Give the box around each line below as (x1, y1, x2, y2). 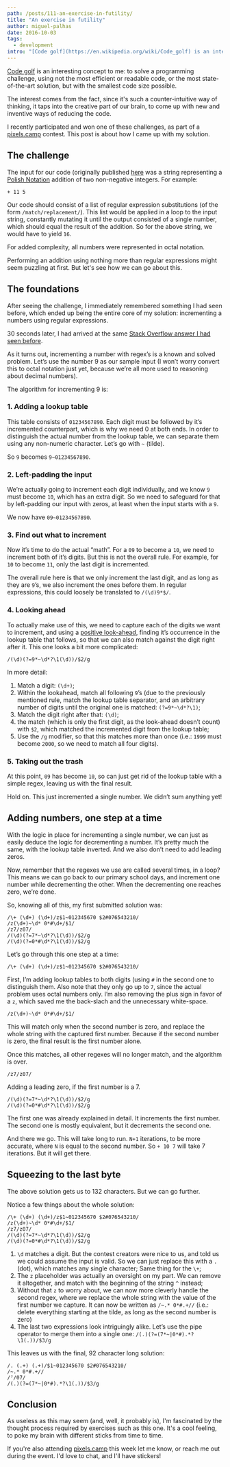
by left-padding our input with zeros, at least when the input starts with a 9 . (7, 500, 219, 508)
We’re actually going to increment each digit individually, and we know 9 (7, 486, 210, 494)
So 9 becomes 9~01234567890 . (7, 453, 91, 461)
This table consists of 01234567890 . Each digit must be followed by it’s (7, 417, 203, 425)
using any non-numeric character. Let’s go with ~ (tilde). (7, 439, 165, 447)
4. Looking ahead (7, 605, 66, 615)
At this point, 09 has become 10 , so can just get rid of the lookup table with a (7, 772, 222, 780)
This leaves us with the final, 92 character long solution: (7, 1349, 165, 1357)
